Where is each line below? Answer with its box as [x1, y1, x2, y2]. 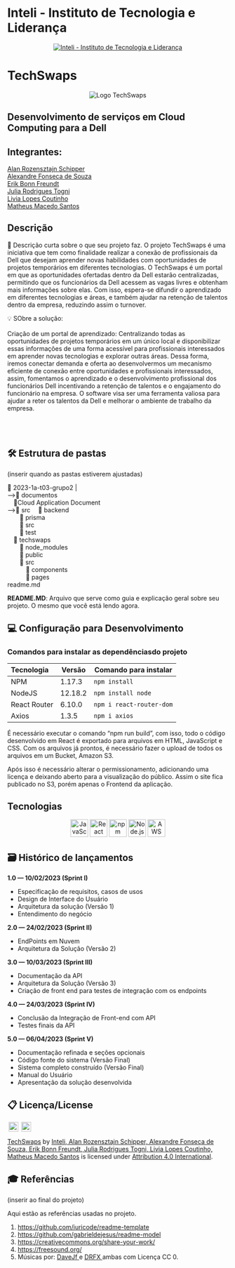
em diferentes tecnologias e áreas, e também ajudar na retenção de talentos [7, 293, 228, 301]
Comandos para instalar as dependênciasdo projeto [7, 647, 188, 657]
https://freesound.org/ [17, 1245, 82, 1253]
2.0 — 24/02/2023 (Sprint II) [7, 923, 93, 932]
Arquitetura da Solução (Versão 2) [17, 945, 116, 953]
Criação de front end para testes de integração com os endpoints [17, 987, 207, 995]
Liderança [7, 20, 67, 36]
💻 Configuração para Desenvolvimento [7, 622, 184, 634]
